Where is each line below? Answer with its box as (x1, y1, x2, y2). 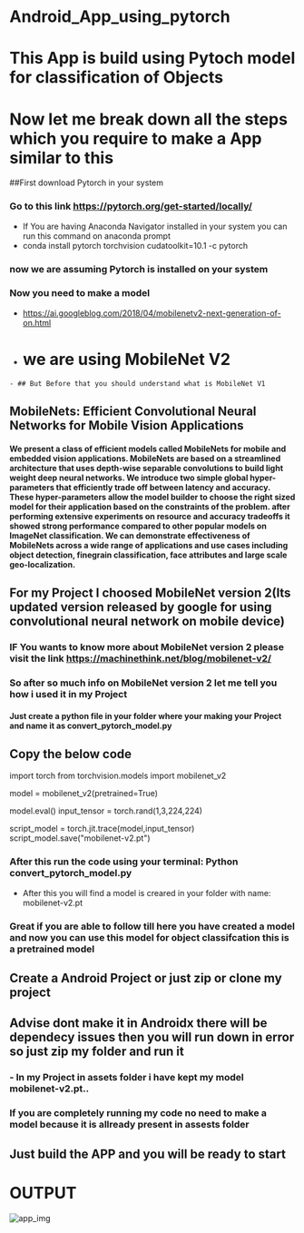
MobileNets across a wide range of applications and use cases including (9, 539, 289, 550)
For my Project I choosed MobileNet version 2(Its (9, 586, 291, 601)
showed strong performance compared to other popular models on (9, 520, 268, 531)
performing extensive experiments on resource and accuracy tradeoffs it (9, 510, 290, 521)
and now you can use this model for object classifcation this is (9, 931, 289, 943)
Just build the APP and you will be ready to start (9, 1146, 286, 1161)
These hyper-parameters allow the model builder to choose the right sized (9, 491, 296, 502)
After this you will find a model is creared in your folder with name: (22, 887, 271, 898)
